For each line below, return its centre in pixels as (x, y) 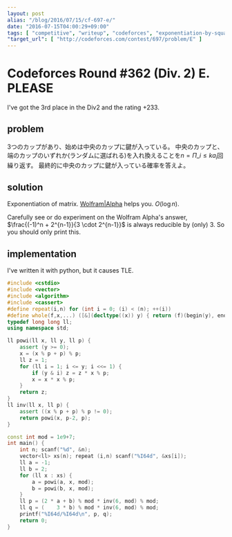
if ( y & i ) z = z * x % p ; (71, 373)
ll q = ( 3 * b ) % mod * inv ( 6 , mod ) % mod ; (89, 508)
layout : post (26, 13)
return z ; (34, 392)
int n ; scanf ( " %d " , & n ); (55, 450)
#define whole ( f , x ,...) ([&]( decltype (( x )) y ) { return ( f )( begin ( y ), (111, 316)
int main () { (26, 444)
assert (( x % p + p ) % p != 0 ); (66, 411)
